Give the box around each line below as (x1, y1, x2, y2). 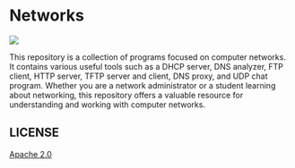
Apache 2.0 (9, 148, 52, 159)
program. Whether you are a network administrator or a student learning (9, 80, 276, 90)
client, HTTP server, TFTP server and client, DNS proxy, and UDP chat (9, 71, 268, 81)
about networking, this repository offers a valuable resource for (9, 89, 244, 100)
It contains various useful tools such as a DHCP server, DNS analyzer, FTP (9, 61, 284, 71)
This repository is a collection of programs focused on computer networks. (9, 51, 287, 63)
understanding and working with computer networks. (9, 99, 206, 110)
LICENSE (9, 125, 60, 140)
